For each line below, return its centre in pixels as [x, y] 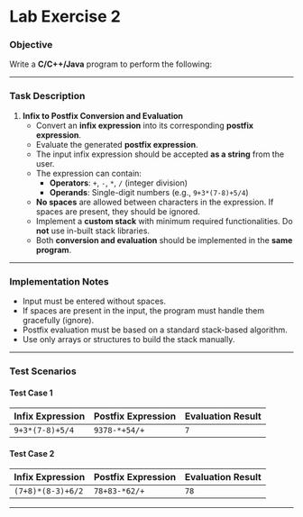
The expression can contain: [89, 173]
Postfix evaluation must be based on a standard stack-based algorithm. [155, 330]
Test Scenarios [43, 371]
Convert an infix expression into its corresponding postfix [145, 125]
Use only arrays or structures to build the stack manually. [129, 340]
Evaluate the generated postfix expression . [117, 144]
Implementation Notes [60, 281]
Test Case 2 [32, 453]
